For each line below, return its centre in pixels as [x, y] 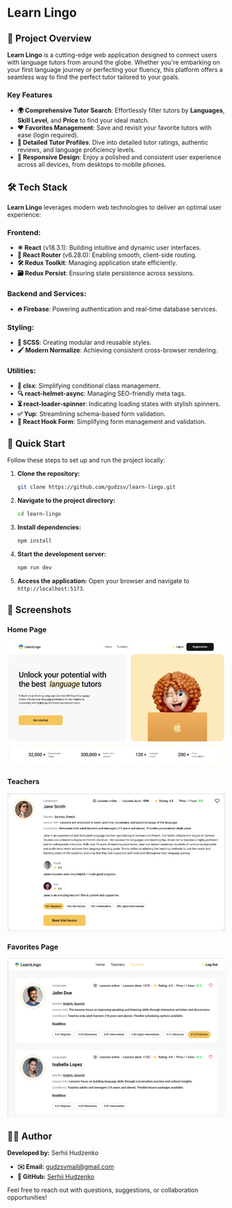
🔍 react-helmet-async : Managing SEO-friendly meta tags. [101, 393]
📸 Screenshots [39, 610]
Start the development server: [62, 554]
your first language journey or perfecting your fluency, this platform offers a [115, 70]
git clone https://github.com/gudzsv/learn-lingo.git [96, 487]
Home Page [27, 630]
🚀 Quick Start [36, 444]
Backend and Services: [47, 294]
